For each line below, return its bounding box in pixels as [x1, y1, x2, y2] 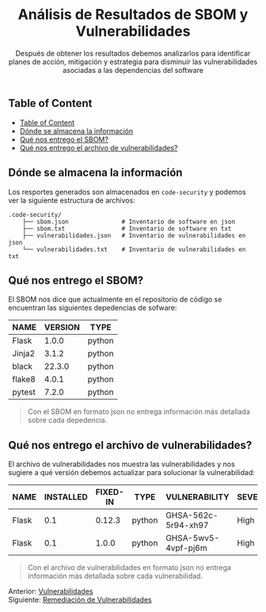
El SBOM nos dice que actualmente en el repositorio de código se [8, 295, 222, 304]
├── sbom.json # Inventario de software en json [22, 218, 236, 226]
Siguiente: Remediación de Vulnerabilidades [8, 595, 152, 605]
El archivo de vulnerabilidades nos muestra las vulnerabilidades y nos [8, 459, 235, 469]
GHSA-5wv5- [165, 533, 220, 544]
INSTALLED [44, 492, 89, 503]
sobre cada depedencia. [27, 416, 108, 425]
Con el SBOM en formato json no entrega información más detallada [27, 407, 251, 416]
